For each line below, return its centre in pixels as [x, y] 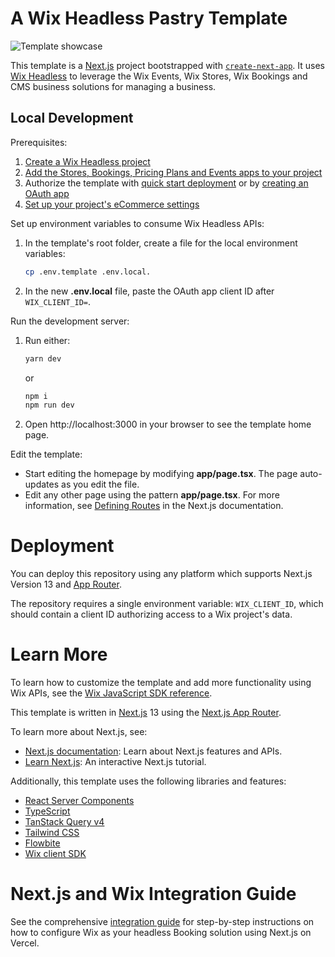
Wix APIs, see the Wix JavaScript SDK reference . [111, 693]
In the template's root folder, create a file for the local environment [161, 243]
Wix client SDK [55, 854]
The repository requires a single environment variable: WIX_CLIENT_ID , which [167, 604]
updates [42, 484]
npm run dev [49, 405]
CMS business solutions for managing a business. [113, 86]
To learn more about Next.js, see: [79, 732]
